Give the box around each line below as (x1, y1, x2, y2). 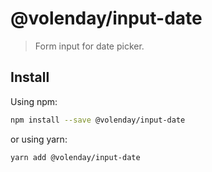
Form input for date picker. (34, 40, 145, 52)
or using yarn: (10, 133, 68, 145)
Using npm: (10, 95, 58, 107)
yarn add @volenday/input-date (10, 152, 141, 162)
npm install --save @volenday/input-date (10, 115, 186, 125)
